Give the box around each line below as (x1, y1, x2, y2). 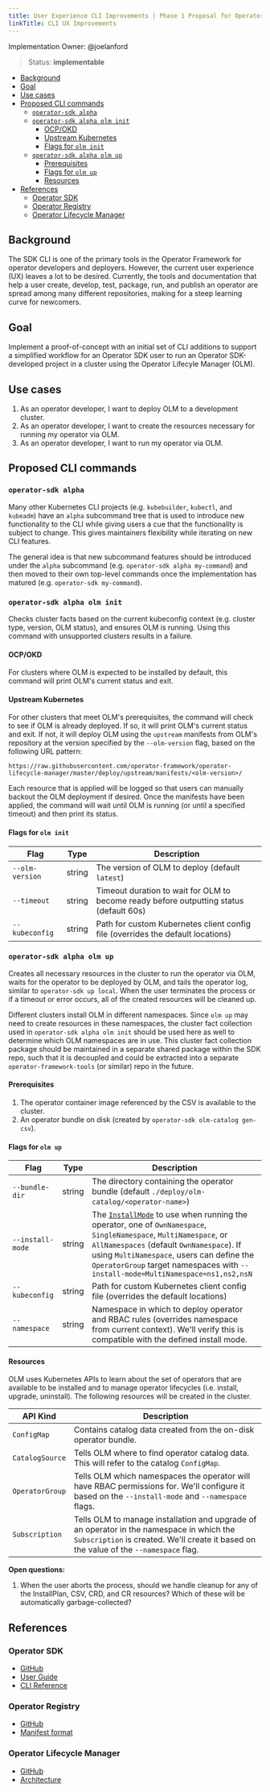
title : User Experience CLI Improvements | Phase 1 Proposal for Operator (8, 11, 264, 20)
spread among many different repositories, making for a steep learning (8, 289, 243, 298)
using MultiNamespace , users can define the (92, 1249, 255, 1261)
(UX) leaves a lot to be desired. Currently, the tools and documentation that (8, 272, 257, 281)
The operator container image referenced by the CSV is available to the (19, 1098, 256, 1108)
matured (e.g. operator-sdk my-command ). (8, 577, 143, 587)
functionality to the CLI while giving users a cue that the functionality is (8, 519, 243, 529)
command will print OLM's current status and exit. (8, 676, 174, 686)
